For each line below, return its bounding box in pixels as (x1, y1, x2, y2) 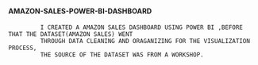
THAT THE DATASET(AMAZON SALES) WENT (8, 31, 133, 38)
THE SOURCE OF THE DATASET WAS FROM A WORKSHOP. (40, 51, 204, 59)
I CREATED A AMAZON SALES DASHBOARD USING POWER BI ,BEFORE (40, 23, 244, 31)
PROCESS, (8, 44, 37, 52)
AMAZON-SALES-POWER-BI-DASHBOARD (8, 6, 152, 16)
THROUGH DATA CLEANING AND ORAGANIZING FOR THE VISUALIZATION (40, 38, 250, 45)
